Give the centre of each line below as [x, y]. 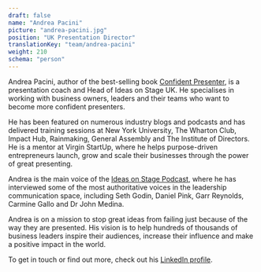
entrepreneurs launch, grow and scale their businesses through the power [129, 155]
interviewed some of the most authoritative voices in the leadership [117, 187]
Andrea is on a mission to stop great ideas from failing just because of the [128, 219]
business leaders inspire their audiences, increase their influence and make [131, 236]
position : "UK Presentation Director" [72, 37]
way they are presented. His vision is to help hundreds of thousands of [123, 227]
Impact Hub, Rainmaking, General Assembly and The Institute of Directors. [129, 138]
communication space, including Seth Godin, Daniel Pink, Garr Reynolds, [126, 195]
